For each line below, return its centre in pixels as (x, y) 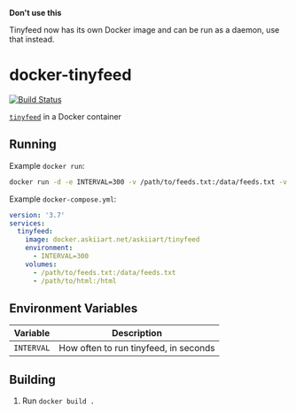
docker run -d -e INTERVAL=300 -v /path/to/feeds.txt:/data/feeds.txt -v (148, 182)
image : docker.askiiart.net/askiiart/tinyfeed (113, 240)
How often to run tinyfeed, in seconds (137, 348)
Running (33, 145)
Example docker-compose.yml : (63, 199)
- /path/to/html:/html (74, 281)
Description (137, 333)
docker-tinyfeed (70, 75)
